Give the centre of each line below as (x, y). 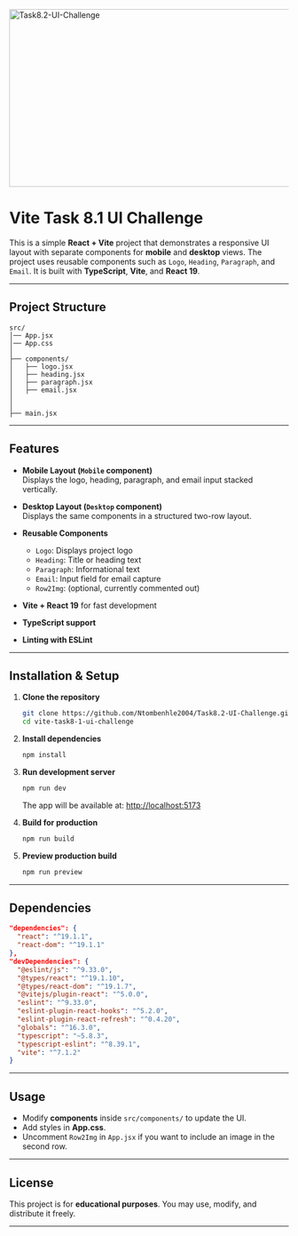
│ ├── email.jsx (43, 390)
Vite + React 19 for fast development (89, 605)
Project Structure (58, 307)
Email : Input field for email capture (98, 578)
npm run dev (44, 788)
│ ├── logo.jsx (41, 367)
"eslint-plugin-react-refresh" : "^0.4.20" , (98, 1020)
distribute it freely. (43, 1213)
